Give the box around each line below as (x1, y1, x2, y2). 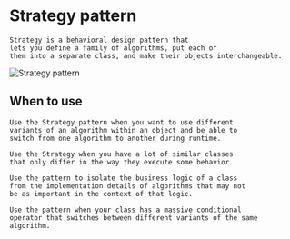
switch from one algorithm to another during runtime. (9, 134, 222, 143)
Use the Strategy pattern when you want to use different (9, 117, 234, 127)
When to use (9, 94, 84, 109)
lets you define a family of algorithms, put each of (9, 43, 218, 53)
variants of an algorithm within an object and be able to (9, 125, 238, 134)
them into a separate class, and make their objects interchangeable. (9, 51, 283, 60)
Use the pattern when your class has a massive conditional (9, 205, 243, 214)
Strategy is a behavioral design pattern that (9, 35, 189, 45)
